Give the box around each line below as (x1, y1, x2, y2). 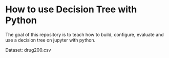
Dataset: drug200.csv (5, 47, 51, 53)
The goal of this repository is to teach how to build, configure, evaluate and (5, 31, 164, 37)
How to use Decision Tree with (5, 4, 137, 15)
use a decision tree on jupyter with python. (5, 37, 96, 43)
